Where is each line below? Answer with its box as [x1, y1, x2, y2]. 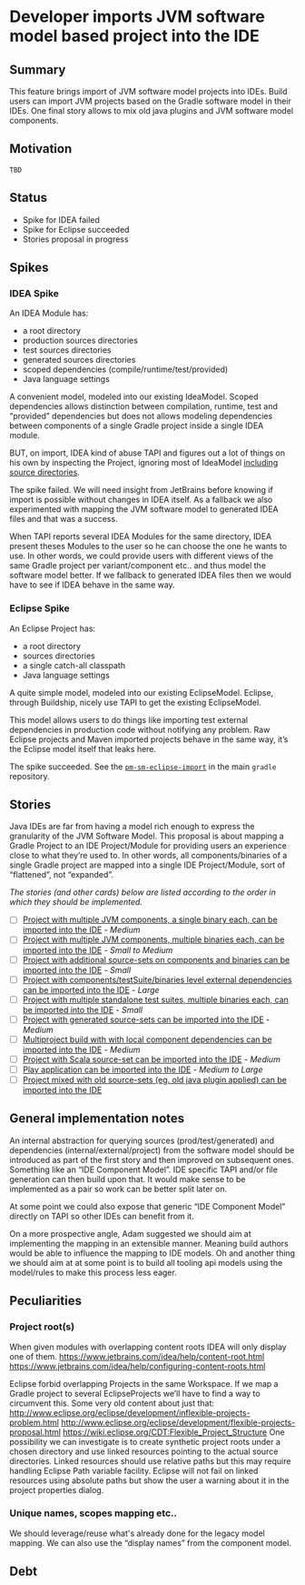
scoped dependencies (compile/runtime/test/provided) [22, 364, 229, 375]
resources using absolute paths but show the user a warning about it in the [9, 1475, 290, 1486]
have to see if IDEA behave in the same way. [9, 579, 175, 590]
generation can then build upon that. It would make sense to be [9, 1173, 246, 1184]
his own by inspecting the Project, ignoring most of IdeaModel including [9, 457, 279, 468]
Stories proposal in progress [22, 234, 129, 245]
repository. [9, 770, 50, 781]
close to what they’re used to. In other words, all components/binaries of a [9, 850, 288, 861]
